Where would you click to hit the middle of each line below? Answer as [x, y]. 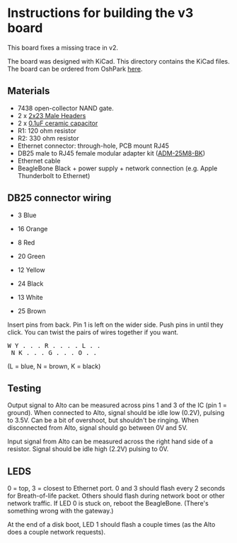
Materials [29, 91]
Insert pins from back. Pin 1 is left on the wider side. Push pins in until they [116, 325]
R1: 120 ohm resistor [47, 130]
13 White [30, 297]
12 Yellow [31, 269]
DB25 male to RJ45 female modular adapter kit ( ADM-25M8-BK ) [111, 153]
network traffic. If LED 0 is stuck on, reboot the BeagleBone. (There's [108, 503]
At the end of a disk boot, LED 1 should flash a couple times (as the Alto [111, 525]
